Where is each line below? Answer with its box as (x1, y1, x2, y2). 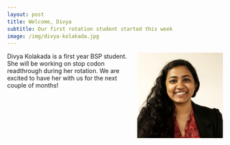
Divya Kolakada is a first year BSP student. (7, 52, 127, 61)
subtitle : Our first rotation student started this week (7, 25, 173, 32)
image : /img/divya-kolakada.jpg (7, 33, 99, 40)
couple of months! (7, 81, 59, 90)
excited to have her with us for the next (7, 74, 118, 82)
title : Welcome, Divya (7, 18, 72, 25)
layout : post (7, 11, 44, 18)
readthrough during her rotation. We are (7, 67, 120, 75)
